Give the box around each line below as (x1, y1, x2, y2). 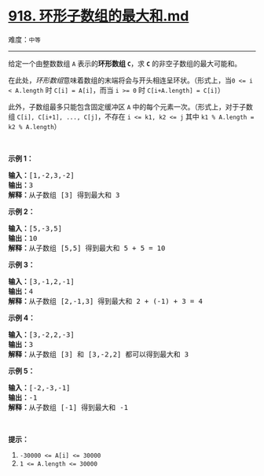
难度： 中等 (8, 35, 41, 44)
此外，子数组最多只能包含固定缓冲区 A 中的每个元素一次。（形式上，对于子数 (8, 101, 254, 111)
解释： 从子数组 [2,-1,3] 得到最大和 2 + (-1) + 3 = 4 (8, 297, 203, 305)
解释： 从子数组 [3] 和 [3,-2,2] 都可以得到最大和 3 (8, 349, 189, 359)
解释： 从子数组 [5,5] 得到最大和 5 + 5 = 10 (8, 243, 166, 253)
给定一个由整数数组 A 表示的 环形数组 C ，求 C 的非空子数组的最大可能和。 (8, 58, 242, 68)
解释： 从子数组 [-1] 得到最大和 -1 (8, 403, 128, 411)
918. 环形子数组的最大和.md (8, 7, 189, 25)
